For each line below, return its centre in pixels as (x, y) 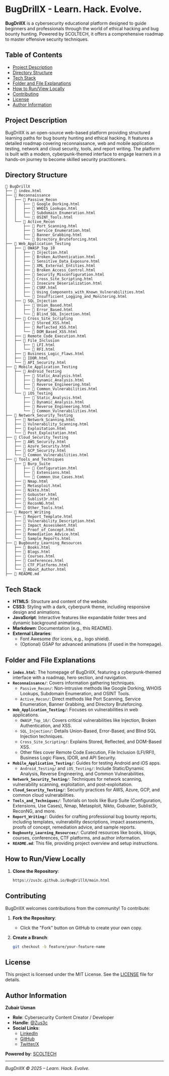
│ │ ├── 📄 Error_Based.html (39, 310)
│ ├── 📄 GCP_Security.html (36, 451)
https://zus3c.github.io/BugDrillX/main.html (61, 880)
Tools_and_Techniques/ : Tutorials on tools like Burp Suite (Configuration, (87, 800)
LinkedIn (29, 1033)
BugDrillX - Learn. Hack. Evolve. (74, 9)
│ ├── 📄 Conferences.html (35, 561)
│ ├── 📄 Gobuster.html (31, 495)
